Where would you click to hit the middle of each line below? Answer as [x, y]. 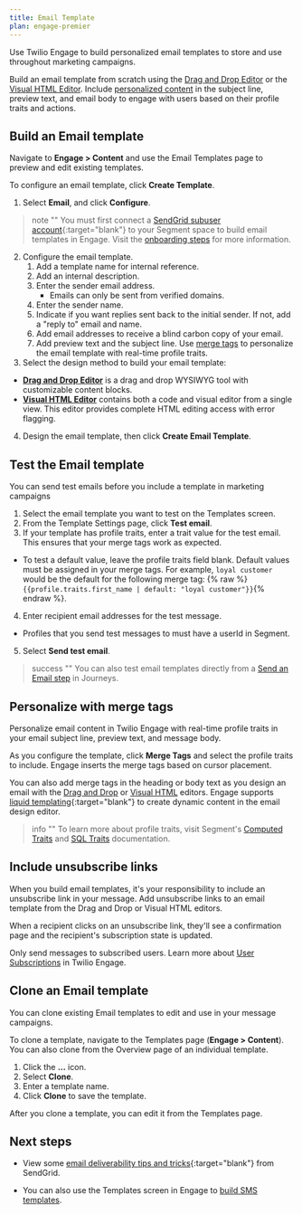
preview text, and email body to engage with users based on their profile [145, 98]
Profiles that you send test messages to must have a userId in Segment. [156, 633]
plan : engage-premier [50, 26]
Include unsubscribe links [84, 867]
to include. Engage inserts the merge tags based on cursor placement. [141, 764]
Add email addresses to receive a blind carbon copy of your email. [160, 334]
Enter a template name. [66, 1086]
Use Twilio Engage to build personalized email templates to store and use [146, 52]
